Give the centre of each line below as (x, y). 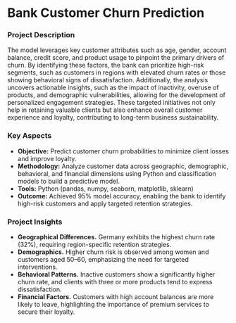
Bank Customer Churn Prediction (106, 13)
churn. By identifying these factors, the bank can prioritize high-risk (106, 65)
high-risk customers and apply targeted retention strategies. (105, 203)
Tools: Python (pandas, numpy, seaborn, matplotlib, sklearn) (105, 189)
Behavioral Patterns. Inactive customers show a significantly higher (116, 274)
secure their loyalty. (46, 312)
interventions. (37, 267)
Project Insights (35, 222)
